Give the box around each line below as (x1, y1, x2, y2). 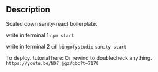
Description (6, 5, 50, 15)
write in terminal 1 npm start (6, 32, 74, 39)
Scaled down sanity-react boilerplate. (6, 20, 97, 27)
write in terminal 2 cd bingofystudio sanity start (6, 43, 127, 50)
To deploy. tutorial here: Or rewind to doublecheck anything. (6, 54, 152, 61)
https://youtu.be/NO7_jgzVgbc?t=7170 (6, 60, 99, 66)
